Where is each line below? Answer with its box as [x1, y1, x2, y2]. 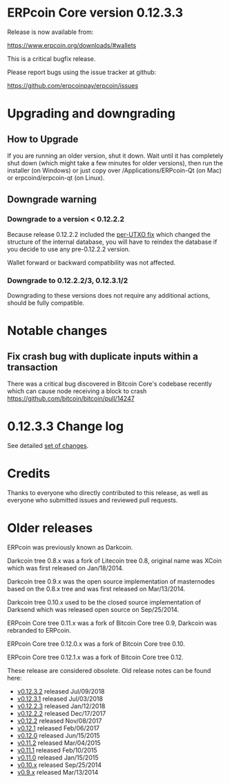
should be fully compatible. [7, 298, 85, 307]
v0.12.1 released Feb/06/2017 [17, 723, 100, 732]
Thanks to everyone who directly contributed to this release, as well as [7, 488, 209, 496]
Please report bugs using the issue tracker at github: [7, 68, 157, 76]
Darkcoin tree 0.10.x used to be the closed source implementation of [7, 597, 202, 606]
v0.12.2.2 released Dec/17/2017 [17, 709, 106, 717]
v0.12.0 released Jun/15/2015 [17, 731, 100, 739]
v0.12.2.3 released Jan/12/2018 [17, 701, 106, 710]
